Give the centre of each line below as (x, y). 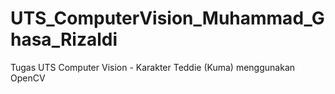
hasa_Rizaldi (64, 39)
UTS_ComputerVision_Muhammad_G (167, 18)
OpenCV (28, 78)
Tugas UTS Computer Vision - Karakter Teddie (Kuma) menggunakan (153, 67)
